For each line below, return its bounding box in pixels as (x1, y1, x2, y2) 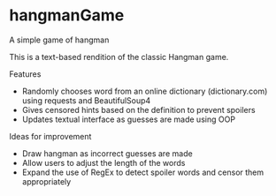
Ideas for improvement (9, 131, 92, 141)
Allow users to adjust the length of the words (21, 157, 186, 168)
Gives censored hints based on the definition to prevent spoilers (21, 104, 256, 115)
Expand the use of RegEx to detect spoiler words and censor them (21, 167, 264, 177)
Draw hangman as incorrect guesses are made (21, 147, 193, 159)
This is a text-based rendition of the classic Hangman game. (9, 51, 229, 62)
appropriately (21, 176, 72, 186)
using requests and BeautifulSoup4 (21, 94, 151, 106)
